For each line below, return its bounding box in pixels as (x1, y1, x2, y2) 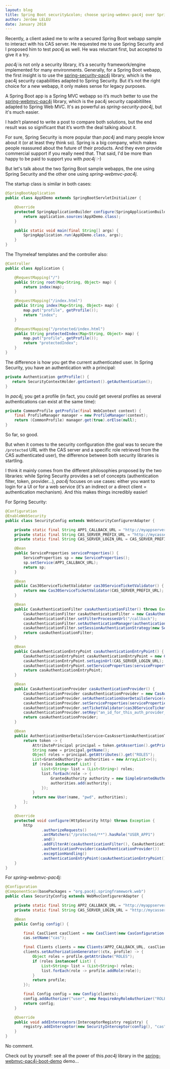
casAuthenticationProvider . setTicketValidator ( (23, 705, 125, 710)
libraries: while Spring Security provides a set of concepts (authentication (5, 473, 159, 479)
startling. (5, 458, 24, 464)
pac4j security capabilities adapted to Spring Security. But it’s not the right (5, 78, 160, 84)
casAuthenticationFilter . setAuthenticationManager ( (23, 621, 135, 626)
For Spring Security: (5, 499, 47, 505)
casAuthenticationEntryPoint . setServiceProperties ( (23, 663, 135, 668)
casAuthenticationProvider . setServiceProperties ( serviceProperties (23, 700, 168, 706)
